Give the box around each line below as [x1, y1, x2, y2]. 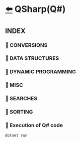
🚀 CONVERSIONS [5, 41, 48, 48]
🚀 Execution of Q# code [5, 122, 63, 129]
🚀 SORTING [5, 109, 33, 116]
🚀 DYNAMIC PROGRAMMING [5, 68, 76, 75]
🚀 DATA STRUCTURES [5, 55, 59, 62]
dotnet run [5, 133, 28, 138]
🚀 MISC [5, 82, 23, 89]
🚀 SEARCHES [5, 95, 38, 102]
